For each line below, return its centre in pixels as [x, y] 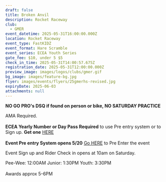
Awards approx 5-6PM [29, 174]
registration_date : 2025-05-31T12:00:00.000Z [55, 67]
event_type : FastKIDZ [28, 44]
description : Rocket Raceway [36, 19]
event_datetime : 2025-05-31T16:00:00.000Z [51, 34]
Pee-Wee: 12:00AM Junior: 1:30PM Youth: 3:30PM [58, 163]
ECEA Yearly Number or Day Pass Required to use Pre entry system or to [83, 127]
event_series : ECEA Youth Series [41, 53]
